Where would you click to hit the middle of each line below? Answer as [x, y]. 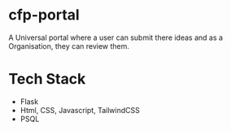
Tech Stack [47, 79]
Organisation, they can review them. [69, 46]
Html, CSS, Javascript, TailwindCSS [80, 110]
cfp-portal [44, 15]
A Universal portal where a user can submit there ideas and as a [116, 37]
